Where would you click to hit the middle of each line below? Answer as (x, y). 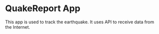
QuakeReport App (43, 8)
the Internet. (18, 27)
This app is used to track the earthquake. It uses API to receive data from (80, 22)
